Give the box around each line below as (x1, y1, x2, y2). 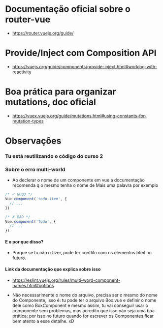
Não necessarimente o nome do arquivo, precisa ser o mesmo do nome (12, 292, 158, 298)
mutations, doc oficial (5, 97, 96, 108)
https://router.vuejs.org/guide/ (12, 30, 74, 36)
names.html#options (12, 282, 54, 288)
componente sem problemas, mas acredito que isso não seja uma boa (12, 307, 155, 313)
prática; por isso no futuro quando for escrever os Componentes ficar (12, 313, 154, 319)
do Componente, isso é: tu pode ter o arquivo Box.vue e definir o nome (12, 297, 157, 303)
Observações (5, 135, 62, 146)
